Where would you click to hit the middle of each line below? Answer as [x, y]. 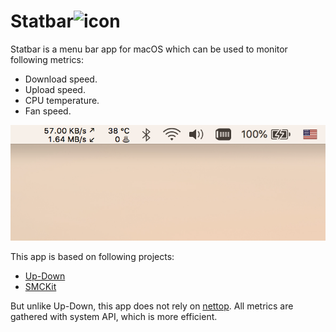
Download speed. [61, 79]
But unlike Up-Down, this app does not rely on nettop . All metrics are [152, 306]
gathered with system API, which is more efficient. [114, 317]
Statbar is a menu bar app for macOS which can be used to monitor [149, 49]
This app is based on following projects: [92, 257]
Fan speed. [48, 111]
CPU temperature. [62, 100]
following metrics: [47, 59]
